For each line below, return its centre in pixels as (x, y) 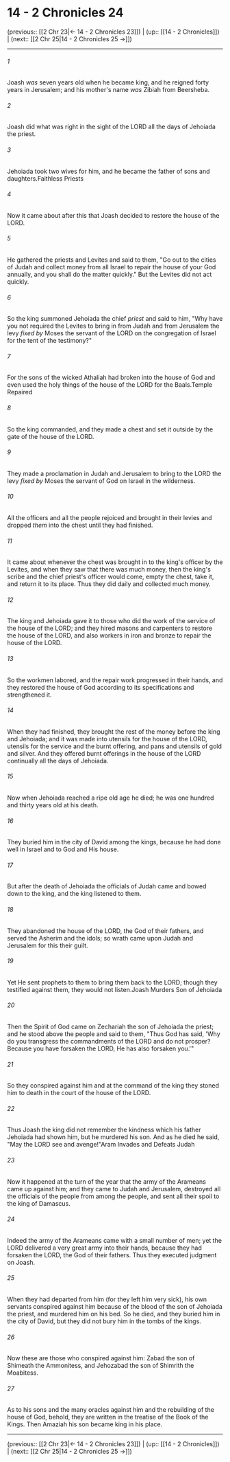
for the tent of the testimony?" (50, 341)
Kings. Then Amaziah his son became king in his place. (85, 1424)
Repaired (20, 392)
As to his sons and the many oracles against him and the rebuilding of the (111, 1410)
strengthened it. (29, 695)
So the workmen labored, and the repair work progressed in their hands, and (115, 680)
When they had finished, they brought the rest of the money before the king (114, 731)
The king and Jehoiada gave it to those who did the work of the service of (111, 621)
